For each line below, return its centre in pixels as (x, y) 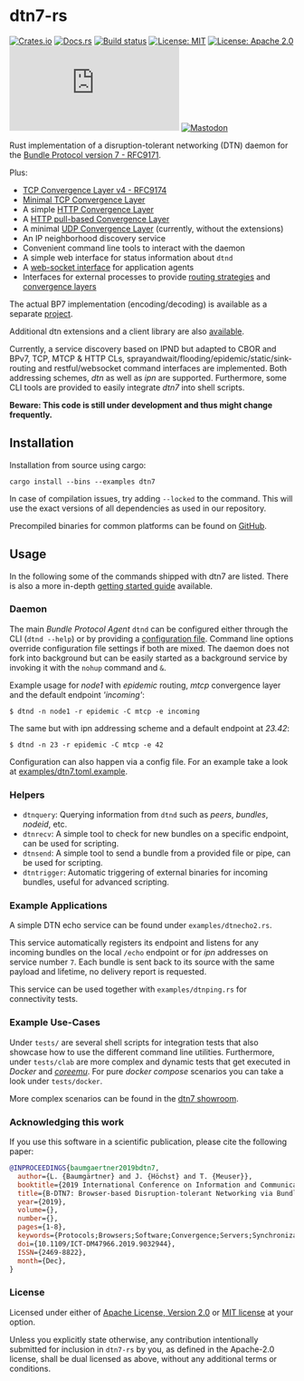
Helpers (27, 795)
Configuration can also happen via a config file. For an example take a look (149, 761)
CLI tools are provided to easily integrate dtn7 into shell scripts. (127, 387)
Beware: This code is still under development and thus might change (141, 405)
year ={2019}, (42, 1202)
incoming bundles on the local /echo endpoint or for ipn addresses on (139, 953)
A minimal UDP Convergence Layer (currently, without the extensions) (153, 229)
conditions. (30, 1368)
